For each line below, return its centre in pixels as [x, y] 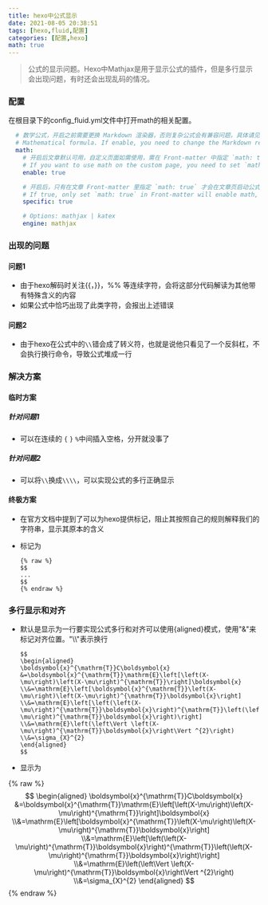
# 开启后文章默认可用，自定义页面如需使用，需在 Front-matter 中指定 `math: [138, 158]
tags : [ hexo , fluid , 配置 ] [48, 30]
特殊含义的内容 [51, 295]
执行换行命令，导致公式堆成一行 [79, 354]
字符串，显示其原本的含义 [62, 529]
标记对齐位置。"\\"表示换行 [64, 639]
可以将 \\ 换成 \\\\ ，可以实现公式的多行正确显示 [97, 480]
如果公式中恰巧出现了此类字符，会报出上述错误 [97, 305]
